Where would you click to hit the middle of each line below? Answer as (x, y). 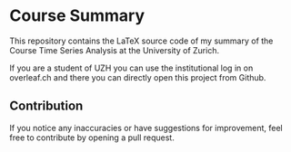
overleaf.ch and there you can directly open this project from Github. (138, 77)
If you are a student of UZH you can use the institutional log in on (131, 68)
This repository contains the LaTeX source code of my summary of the (141, 41)
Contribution (46, 106)
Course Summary (77, 16)
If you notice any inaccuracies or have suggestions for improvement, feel (146, 128)
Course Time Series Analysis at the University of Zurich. (115, 50)
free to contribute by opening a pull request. (92, 138)
